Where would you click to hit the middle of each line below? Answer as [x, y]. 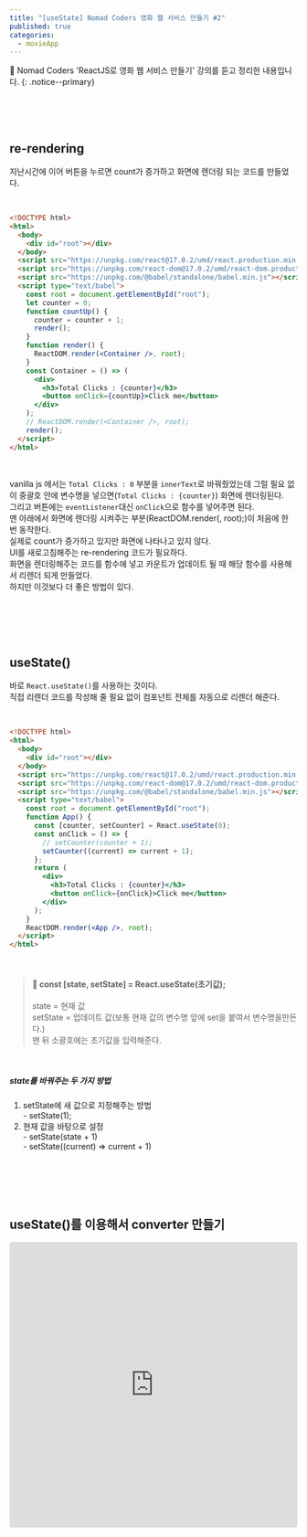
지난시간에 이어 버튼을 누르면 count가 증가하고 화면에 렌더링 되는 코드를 [137, 172]
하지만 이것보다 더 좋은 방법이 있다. [72, 587]
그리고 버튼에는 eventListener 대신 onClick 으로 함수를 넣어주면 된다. [132, 506]
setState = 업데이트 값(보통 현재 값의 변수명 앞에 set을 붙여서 [141, 1018]
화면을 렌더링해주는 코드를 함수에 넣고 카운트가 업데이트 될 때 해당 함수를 [138, 564]
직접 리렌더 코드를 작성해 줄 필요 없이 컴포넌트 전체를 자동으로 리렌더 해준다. [145, 697]
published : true [40, 26]
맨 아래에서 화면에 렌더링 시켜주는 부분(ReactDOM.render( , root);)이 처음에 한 [149, 518]
